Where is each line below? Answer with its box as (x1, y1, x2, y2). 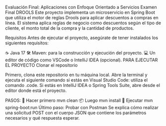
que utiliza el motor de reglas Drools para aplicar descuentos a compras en (5, 15, 159, 20)
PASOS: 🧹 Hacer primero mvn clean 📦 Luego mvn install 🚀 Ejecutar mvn (5, 97, 153, 103)
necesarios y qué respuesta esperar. (5, 115, 80, 121)
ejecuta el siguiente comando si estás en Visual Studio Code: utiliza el (5, 77, 148, 83)
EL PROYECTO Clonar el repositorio (5, 62, 78, 68)
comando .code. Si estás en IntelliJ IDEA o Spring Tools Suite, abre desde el (5, 83, 160, 88)
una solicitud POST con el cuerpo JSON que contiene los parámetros (5, 110, 147, 116)
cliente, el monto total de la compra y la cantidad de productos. (5, 25, 134, 31)
